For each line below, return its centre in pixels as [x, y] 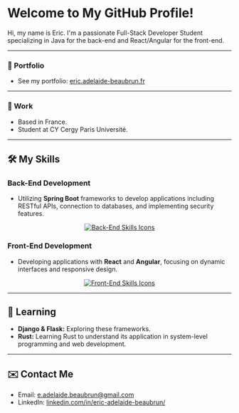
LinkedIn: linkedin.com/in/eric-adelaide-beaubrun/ [91, 402]
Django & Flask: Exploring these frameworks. [84, 329]
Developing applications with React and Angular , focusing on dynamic [121, 261]
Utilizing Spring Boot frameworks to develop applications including [116, 199]
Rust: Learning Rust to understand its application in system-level [113, 337]
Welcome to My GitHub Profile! [101, 13]
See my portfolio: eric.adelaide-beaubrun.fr [81, 81]
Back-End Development [49, 183]
